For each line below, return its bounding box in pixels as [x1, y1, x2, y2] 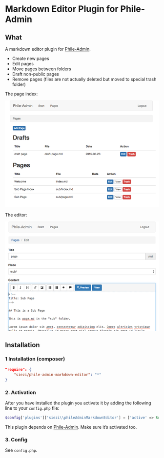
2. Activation [5, 389, 36, 396]
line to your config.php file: [5, 405, 60, 411]
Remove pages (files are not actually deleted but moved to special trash [12, 77, 157, 82]
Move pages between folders [12, 66, 72, 72]
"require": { [5, 367, 32, 372]
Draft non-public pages [12, 71, 60, 77]
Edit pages [12, 61, 34, 66]
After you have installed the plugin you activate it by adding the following [5, 400, 151, 406]
